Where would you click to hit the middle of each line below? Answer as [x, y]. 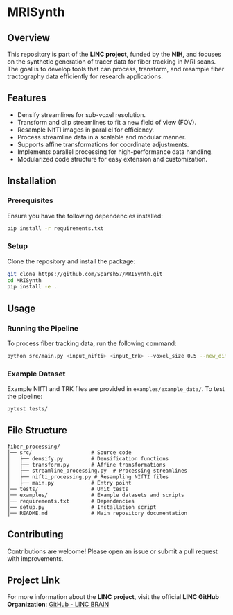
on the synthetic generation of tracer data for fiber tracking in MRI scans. [112, 62]
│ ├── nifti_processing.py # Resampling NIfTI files [88, 477]
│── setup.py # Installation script [82, 507]
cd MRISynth [24, 280]
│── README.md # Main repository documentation [97, 513]
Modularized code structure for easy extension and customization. [112, 159]
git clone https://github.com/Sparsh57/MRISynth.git [85, 274]
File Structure [37, 431]
